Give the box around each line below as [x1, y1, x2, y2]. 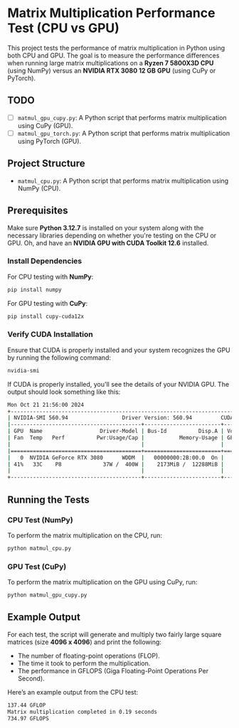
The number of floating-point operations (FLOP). [17, 651, 160, 660]
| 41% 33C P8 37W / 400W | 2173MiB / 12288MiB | [7, 461, 224, 468]
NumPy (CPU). [17, 183, 61, 193]
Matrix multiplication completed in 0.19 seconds [7, 708, 158, 715]
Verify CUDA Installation [7, 329, 94, 339]
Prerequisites [7, 205, 68, 217]
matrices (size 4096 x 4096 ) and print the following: [7, 638, 162, 646]
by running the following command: [7, 353, 112, 362]
